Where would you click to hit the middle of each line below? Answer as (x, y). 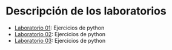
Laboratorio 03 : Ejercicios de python (60, 40)
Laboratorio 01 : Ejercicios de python (59, 28)
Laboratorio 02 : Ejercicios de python (60, 34)
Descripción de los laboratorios (86, 11)
